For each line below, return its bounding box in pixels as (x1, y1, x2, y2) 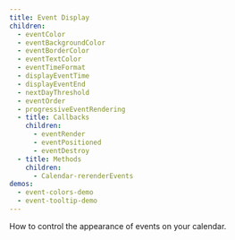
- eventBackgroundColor (17, 38, 105, 47)
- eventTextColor (17, 55, 82, 64)
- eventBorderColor (17, 47, 90, 56)
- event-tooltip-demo (17, 196, 98, 206)
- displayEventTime (17, 72, 90, 81)
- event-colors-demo (17, 188, 94, 197)
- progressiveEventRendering (17, 105, 126, 114)
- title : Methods (17, 154, 82, 164)
